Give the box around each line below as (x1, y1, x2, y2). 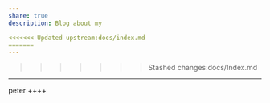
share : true (8, 11, 48, 20)
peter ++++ (8, 85, 47, 96)
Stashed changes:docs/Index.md (148, 63, 258, 73)
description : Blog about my (8, 19, 103, 27)
